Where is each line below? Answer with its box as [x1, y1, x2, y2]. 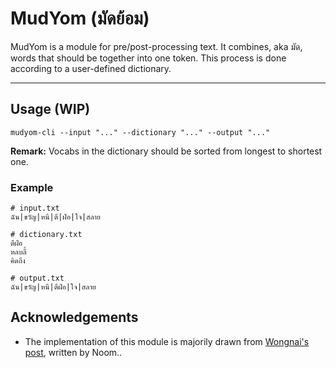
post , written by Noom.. [24, 346, 123, 358]
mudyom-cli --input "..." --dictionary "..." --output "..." [10, 127, 271, 137]
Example [10, 180, 54, 194]
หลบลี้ [10, 247, 27, 257]
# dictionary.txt [10, 230, 83, 240]
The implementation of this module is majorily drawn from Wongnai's [24, 335, 310, 347]
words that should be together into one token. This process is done [10, 52, 287, 64]
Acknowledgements [10, 309, 139, 326]
